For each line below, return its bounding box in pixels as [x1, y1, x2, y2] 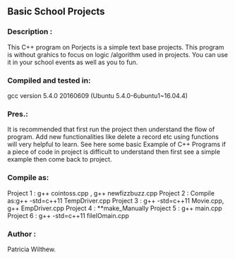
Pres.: [7, 109, 28, 119]
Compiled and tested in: [7, 76, 91, 85]
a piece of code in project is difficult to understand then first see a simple [7, 147, 221, 156]
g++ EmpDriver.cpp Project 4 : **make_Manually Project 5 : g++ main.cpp [7, 204, 222, 212]
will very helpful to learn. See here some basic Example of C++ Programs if [7, 140, 226, 149]
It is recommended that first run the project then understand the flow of [7, 125, 215, 133]
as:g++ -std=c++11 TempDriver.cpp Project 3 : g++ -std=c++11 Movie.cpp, [7, 196, 224, 205]
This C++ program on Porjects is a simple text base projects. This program [7, 42, 224, 52]
